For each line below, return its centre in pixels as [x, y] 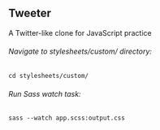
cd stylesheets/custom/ [49, 76]
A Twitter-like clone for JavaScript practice [80, 32]
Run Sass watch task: [45, 93]
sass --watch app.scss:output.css [67, 118]
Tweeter [30, 13]
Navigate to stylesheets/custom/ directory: [80, 51]
